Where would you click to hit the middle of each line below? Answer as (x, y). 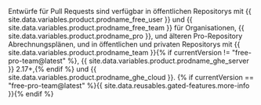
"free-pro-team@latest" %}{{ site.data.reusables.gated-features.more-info (129, 86)
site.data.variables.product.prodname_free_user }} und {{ (101, 19)
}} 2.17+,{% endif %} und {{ (52, 69)
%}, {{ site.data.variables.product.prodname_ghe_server (158, 61)
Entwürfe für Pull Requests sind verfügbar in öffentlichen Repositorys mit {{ (130, 11)
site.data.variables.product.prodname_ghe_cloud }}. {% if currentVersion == (131, 77)
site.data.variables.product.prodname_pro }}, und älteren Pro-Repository (125, 36)
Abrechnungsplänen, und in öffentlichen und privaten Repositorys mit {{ (124, 44)
